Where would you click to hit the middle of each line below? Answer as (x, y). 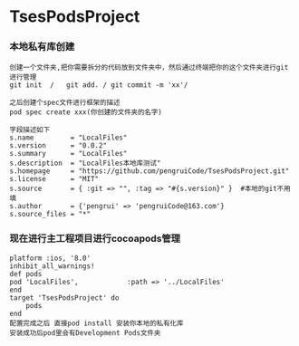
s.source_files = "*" (50, 215)
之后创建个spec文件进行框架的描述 (65, 103)
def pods (26, 274)
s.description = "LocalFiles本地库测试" (85, 163)
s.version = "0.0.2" (58, 146)
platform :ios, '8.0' (50, 258)
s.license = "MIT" (54, 179)
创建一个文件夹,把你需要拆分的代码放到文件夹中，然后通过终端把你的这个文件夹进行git (149, 68)
